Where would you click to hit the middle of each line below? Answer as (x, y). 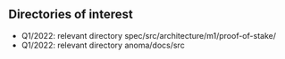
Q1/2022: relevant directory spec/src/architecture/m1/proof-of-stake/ (148, 35)
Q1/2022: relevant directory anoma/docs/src (103, 45)
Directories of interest (71, 15)
